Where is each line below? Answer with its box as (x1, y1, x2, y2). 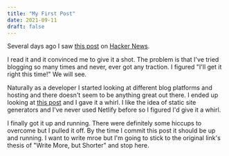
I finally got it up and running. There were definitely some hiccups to (7, 119, 202, 128)
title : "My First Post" (7, 10, 76, 17)
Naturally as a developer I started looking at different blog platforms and (7, 84, 213, 92)
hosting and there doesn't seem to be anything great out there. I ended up (7, 91, 219, 99)
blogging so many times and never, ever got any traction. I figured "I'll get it (7, 63, 222, 71)
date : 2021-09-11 (7, 17, 57, 24)
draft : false (7, 23, 45, 30)
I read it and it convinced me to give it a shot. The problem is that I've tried (7, 55, 219, 64)
